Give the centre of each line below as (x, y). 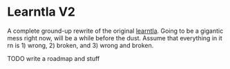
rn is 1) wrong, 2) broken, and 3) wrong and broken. (80, 45)
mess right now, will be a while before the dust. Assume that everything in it (115, 38)
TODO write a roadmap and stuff (54, 58)
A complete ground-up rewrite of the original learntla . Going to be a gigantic (115, 31)
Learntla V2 (41, 12)
